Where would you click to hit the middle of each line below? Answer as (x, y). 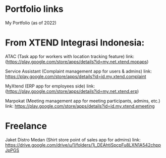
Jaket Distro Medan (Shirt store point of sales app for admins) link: (73, 140)
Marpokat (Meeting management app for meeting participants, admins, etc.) (83, 101)
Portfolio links (34, 9)
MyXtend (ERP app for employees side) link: (50, 86)
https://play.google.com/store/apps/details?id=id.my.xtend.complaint (76, 76)
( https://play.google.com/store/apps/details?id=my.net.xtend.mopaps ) (77, 61)
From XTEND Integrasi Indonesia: (75, 43)
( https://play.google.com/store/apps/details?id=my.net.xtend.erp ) (72, 91)
